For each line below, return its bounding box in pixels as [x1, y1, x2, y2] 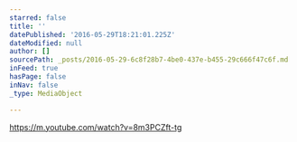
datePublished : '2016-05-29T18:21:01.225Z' [9, 30, 176, 39]
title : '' [9, 22, 47, 31]
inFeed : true [9, 64, 59, 73]
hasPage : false [9, 72, 67, 81]
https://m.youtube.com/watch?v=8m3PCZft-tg [9, 121, 182, 132]
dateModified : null [9, 38, 83, 48]
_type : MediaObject [9, 89, 83, 98]
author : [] [9, 47, 51, 56]
